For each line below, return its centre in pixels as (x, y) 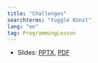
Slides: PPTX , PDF (43, 53)
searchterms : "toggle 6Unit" (49, 20)
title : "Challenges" (37, 13)
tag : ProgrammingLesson (42, 33)
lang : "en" (23, 26)
